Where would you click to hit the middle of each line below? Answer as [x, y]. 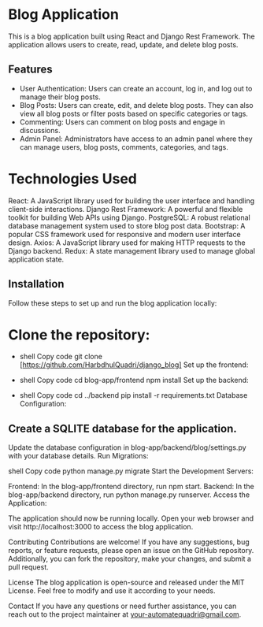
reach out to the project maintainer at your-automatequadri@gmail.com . [125, 614]
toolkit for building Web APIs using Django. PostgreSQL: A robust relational [129, 217]
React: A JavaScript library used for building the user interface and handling [131, 200]
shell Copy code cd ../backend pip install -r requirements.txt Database [133, 395]
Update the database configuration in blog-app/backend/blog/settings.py [127, 447]
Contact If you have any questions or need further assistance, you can [122, 606]
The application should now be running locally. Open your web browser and [131, 518]
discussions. [40, 130]
